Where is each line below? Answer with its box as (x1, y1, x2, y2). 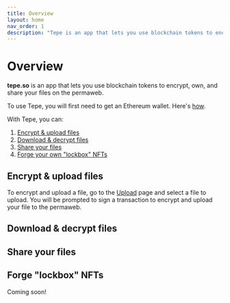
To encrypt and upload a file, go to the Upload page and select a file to (7, 189, 207, 196)
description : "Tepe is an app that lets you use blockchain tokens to (7, 29, 213, 36)
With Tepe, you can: (7, 115, 64, 123)
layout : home (7, 16, 44, 23)
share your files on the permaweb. (7, 88, 104, 97)
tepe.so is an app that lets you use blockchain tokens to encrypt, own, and (7, 82, 218, 90)
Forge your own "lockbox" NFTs (16, 150, 107, 158)
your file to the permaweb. (7, 203, 82, 211)
